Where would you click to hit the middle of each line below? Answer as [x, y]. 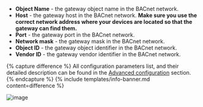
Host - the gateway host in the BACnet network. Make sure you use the [106, 15]
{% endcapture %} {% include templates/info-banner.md [78, 79]
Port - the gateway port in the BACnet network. [75, 35]
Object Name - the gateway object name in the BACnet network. [97, 9]
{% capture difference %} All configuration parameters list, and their [93, 66]
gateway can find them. [46, 28]
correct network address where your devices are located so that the [104, 22]
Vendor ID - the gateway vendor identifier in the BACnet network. [98, 54]
